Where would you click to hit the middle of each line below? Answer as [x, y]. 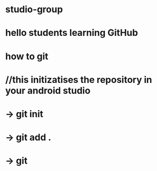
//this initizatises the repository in [79, 80]
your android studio [48, 90]
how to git [27, 56]
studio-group [34, 9]
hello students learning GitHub [72, 33]
